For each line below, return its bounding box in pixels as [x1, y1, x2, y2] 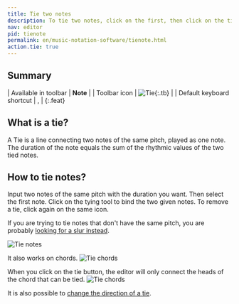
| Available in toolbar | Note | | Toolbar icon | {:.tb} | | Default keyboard [7, 88, 230, 97]
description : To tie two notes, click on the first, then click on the [7, 17, 224, 24]
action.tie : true [7, 43, 59, 50]
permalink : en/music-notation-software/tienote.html [7, 37, 167, 44]
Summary [7, 70, 52, 82]
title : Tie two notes [7, 10, 72, 18]
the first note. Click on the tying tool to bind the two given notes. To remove [7, 197, 229, 206]
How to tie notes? [7, 171, 87, 183]
